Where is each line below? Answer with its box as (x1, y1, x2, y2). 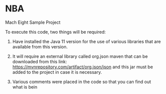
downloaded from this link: (12, 58, 67, 64)
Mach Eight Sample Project (5, 19, 61, 25)
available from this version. (12, 44, 68, 49)
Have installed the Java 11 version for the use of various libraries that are (12, 38, 161, 45)
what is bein (12, 84, 38, 90)
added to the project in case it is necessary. (12, 69, 102, 75)
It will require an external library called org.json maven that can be (12, 53, 148, 59)
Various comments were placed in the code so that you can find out (12, 79, 152, 85)
